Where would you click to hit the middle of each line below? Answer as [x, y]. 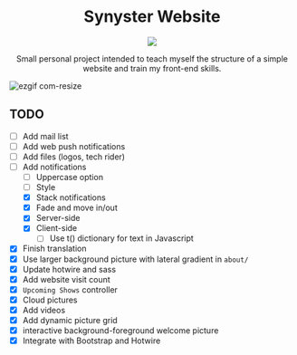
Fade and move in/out [77, 208]
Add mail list [46, 136]
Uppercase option [70, 177]
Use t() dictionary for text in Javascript [122, 238]
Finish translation [54, 249]
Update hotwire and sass [69, 269]
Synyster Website [152, 17]
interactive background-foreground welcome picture [120, 330]
